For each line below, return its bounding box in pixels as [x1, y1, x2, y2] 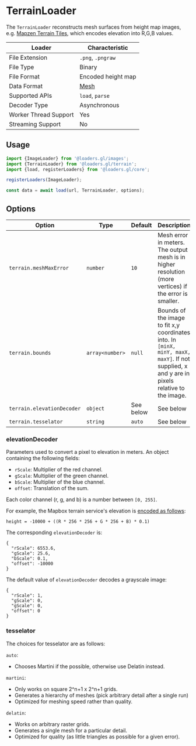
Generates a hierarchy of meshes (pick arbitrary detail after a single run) [14, 692, 188, 699]
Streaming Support [9, 120, 61, 128]
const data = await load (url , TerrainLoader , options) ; [6, 187, 145, 194]
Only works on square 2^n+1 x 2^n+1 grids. [14, 685, 118, 692]
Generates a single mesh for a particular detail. [14, 727, 127, 734]
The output [157, 245, 188, 254]
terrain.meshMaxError [9, 265, 69, 271]
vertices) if [157, 282, 188, 290]
